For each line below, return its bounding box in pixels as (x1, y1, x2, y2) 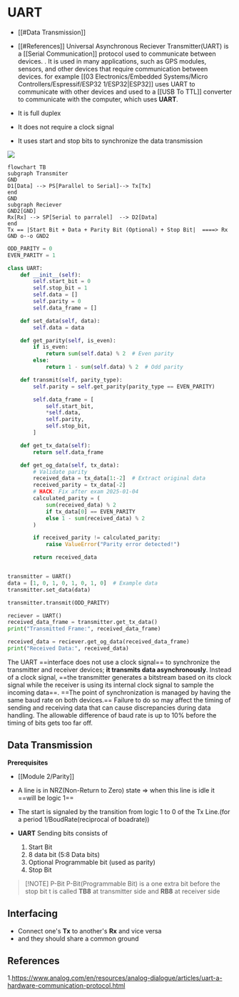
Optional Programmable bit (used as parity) (28, 858, 156, 866)
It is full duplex (17, 109, 61, 117)
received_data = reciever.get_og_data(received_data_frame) (7, 638, 190, 645)
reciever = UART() (7, 612, 62, 619)
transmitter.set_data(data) (7, 586, 91, 593)
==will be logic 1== (17, 793, 74, 802)
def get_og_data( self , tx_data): (20, 462, 120, 469)
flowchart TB (7, 164, 46, 171)
